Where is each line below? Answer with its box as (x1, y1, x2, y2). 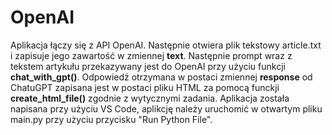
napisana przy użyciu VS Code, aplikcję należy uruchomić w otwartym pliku (10, 102, 323, 115)
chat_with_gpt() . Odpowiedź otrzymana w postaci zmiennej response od (10, 71, 313, 83)
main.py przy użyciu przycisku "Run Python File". (10, 113, 213, 125)
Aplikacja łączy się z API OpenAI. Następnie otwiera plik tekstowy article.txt (10, 39, 322, 51)
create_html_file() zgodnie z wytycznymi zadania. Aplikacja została (10, 92, 290, 104)
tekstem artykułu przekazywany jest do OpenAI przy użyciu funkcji (10, 60, 286, 72)
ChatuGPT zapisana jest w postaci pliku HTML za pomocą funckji (10, 81, 280, 93)
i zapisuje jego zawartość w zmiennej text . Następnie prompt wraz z (10, 49, 293, 61)
